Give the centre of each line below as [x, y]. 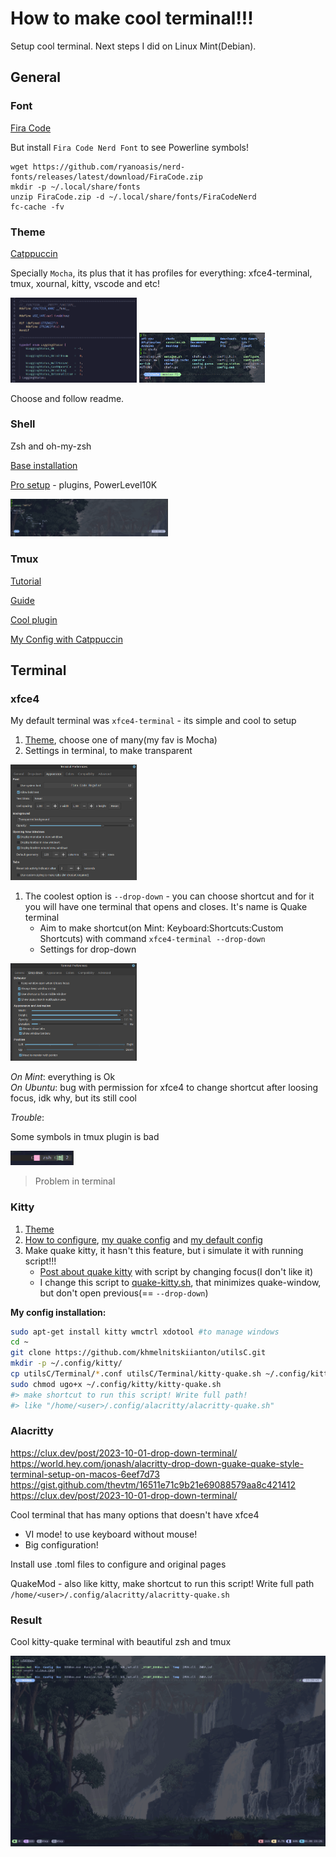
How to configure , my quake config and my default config [143, 1239]
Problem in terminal [75, 1181]
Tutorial [26, 581]
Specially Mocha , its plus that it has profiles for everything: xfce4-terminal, [161, 273]
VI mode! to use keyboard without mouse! [111, 1534]
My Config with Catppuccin [66, 639]
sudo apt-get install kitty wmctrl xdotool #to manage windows [145, 1332]
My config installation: [58, 1312]
